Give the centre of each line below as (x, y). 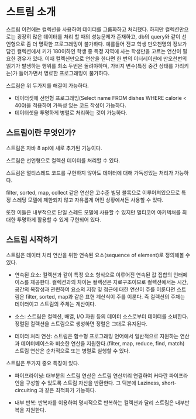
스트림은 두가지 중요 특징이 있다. (43, 363)
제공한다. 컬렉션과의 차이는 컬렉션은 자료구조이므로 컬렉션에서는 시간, (109, 282)
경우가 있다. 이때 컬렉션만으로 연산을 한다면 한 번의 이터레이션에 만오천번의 (102, 58)
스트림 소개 (31, 12)
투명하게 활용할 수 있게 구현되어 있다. (59, 219)
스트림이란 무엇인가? (41, 133)
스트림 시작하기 (32, 240)
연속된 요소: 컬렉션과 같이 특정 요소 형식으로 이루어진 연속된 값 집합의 (93, 275)
